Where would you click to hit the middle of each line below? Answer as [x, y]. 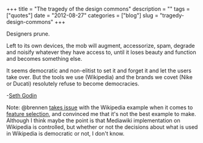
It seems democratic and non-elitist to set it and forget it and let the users [99, 71]
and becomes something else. [44, 59]
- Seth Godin [22, 95]
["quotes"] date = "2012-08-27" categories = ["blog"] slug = [83, 15]
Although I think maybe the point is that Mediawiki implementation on [93, 120]
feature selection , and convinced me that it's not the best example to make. [101, 114]
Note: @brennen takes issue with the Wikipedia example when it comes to [100, 107]
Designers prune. [28, 34]
